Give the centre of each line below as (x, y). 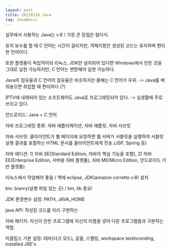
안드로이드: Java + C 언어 (31, 115)
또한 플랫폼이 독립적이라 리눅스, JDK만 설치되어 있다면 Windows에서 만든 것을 (84, 63)
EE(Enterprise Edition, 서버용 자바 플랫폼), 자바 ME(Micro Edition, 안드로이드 (83, 160)
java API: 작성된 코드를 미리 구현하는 (42, 210)
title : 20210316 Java (28, 15)
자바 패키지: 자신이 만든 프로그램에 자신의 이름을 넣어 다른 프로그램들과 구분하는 (84, 221)
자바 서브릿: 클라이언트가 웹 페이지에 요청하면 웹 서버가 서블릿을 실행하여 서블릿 (84, 137)
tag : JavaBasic (22, 19)
